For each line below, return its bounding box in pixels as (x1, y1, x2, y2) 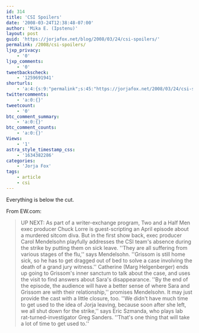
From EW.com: (6, 207, 42, 214)
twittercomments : (6, 91, 49, 97)
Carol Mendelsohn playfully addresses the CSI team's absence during (20, 238, 191, 245)
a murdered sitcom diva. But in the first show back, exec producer (20, 231, 182, 239)
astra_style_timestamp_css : (6, 147, 76, 153)
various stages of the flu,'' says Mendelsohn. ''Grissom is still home (20, 250, 185, 258)
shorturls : (6, 81, 33, 87)
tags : (6, 169, 20, 175)
